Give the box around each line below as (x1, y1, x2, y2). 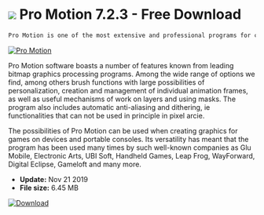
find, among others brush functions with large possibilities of (8, 77, 205, 87)
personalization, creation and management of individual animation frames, (8, 86, 249, 95)
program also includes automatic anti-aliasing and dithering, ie (8, 102, 211, 111)
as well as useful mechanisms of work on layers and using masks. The (8, 94, 236, 104)
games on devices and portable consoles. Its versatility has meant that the (8, 134, 249, 144)
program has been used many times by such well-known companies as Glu (8, 143, 251, 152)
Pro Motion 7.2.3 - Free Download (19, 5, 242, 24)
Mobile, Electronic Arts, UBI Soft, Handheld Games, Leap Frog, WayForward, (8, 151, 255, 160)
